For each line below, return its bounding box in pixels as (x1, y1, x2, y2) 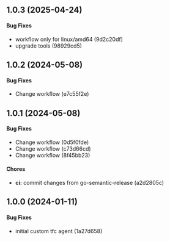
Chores (6, 165, 26, 173)
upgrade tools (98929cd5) (15, 42, 83, 49)
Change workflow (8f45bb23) (15, 151, 91, 159)
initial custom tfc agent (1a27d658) (15, 227, 103, 234)
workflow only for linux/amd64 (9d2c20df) (15, 35, 124, 43)
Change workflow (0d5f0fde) (15, 138, 89, 146)
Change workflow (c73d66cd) (15, 145, 91, 152)
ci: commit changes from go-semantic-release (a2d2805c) (15, 179, 164, 186)
